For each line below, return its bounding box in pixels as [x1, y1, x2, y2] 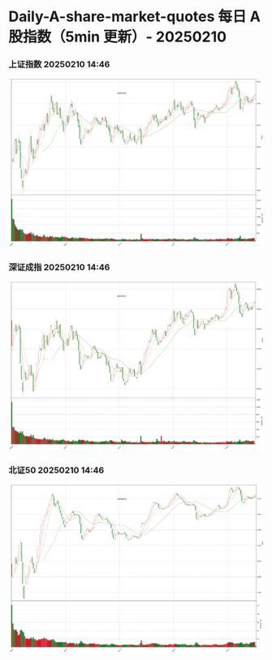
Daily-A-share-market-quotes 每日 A [8, 7, 261, 26]
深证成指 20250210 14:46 [8, 261, 110, 273]
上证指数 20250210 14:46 [8, 58, 110, 70]
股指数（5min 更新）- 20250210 [8, 28, 227, 46]
